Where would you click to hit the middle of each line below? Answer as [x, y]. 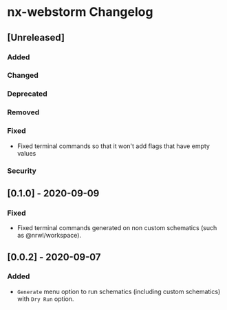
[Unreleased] [36, 38]
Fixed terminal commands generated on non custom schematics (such [117, 228]
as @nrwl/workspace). [49, 236]
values [26, 153]
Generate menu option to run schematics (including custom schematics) [119, 291]
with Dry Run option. [45, 299]
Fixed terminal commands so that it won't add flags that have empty [113, 146]
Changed [23, 75]
